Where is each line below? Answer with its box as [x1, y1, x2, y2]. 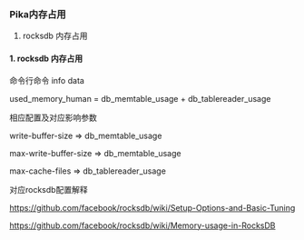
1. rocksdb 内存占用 [9, 53, 83, 64]
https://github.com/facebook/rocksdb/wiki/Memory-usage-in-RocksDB [9, 220, 276, 231]
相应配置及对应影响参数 [9, 112, 97, 123]
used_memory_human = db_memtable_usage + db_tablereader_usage [9, 93, 271, 104]
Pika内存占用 [9, 7, 66, 20]
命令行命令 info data [9, 75, 84, 85]
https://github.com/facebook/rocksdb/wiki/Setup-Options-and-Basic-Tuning [9, 202, 296, 213]
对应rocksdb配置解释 [9, 184, 88, 195]
